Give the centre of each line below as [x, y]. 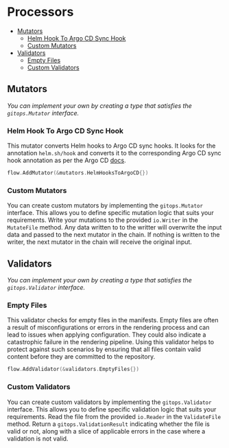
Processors [40, 12]
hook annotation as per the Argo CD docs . [67, 160]
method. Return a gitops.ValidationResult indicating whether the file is [109, 424]
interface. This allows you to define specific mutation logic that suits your [110, 213]
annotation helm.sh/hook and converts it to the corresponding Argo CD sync [114, 153]
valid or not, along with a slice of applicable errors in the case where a [106, 431]
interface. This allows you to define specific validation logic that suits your [112, 409]
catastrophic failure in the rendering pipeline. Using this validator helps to [111, 342]
